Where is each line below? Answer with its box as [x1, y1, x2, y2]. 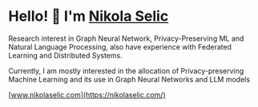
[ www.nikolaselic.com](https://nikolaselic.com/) [8, 89, 166, 99]
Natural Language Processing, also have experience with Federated [8, 42, 232, 51]
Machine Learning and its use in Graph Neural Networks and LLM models [8, 74, 251, 84]
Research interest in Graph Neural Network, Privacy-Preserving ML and [8, 34, 244, 43]
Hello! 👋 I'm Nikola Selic [8, 7, 169, 26]
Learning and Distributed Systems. [8, 50, 123, 60]
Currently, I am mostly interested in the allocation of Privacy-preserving [8, 65, 244, 75]
